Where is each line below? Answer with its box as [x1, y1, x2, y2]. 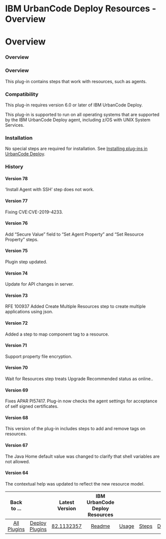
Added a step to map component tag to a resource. [5, 331, 110, 337]
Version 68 [5, 414, 29, 421]
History [5, 163, 24, 170]
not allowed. [5, 458, 30, 464]
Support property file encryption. [5, 353, 73, 359]
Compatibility [5, 91, 39, 98]
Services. [5, 122, 25, 128]
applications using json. [5, 309, 53, 315]
